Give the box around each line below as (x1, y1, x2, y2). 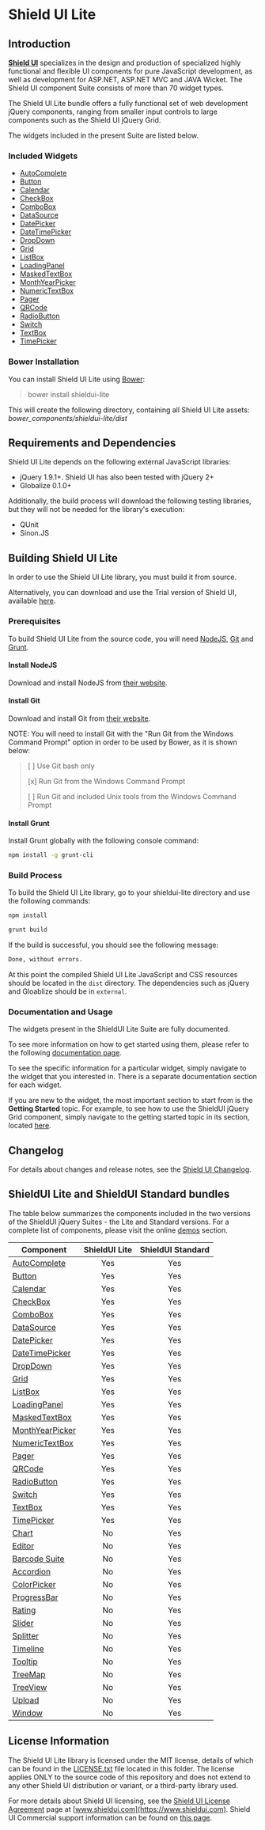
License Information (8, 1734, 109, 1748)
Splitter (12, 1630, 40, 1641)
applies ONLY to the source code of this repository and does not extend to (8, 1772, 251, 1782)
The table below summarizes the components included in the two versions (8, 1208, 251, 1218)
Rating (12, 1605, 36, 1616)
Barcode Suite (12, 1553, 65, 1564)
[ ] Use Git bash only (27, 761, 95, 771)
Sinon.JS (19, 529, 50, 538)
